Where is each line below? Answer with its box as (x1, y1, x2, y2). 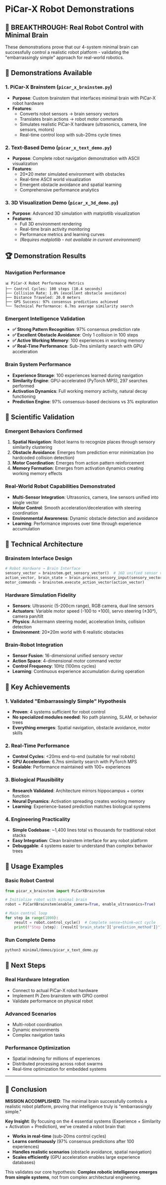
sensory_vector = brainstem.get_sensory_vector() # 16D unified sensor (5, 570, 158, 576)
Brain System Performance (5, 361, 72, 368)
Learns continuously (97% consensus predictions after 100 (12, 1138, 134, 1144)
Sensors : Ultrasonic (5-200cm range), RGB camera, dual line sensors (12, 603, 154, 609)
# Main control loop (5, 911, 48, 916)
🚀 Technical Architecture (5, 540, 83, 548)
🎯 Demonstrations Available (5, 69, 92, 77)
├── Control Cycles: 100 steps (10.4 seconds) (5, 286, 103, 291)
